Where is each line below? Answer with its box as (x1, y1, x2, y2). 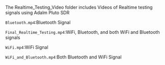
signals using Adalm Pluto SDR (5, 10, 70, 16)
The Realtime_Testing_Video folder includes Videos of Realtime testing (5, 5, 153, 10)
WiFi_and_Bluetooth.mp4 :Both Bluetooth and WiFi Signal (5, 54, 122, 60)
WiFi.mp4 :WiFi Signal (5, 44, 48, 50)
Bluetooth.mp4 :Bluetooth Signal (5, 20, 71, 25)
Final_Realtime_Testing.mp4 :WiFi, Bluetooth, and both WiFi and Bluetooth (5, 29, 160, 35)
